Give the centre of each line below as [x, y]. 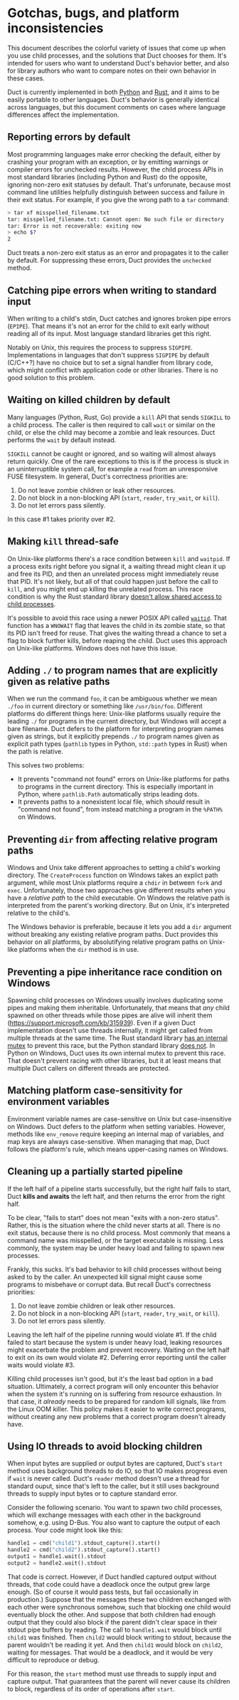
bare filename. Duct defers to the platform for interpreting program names [116, 729]
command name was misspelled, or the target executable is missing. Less [116, 1240]
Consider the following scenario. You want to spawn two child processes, [115, 1508]
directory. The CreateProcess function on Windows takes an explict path [113, 875]
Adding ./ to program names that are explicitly [113, 670]
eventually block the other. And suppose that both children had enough [111, 1615]
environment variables [59, 1102]
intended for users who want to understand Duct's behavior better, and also [118, 63]
